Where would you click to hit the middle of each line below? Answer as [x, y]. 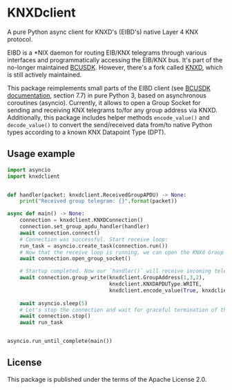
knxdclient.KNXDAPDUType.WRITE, [156, 284]
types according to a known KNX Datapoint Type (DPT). [87, 132]
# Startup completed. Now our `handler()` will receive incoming [116, 271]
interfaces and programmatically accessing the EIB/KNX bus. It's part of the [115, 59]
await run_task [41, 323]
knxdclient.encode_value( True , [154, 290]
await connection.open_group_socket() [75, 259]
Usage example [41, 154]
